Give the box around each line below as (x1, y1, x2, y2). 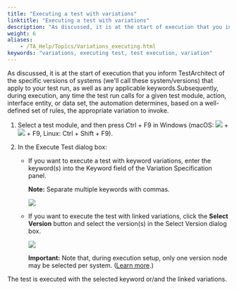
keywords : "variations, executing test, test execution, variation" (7, 50, 213, 57)
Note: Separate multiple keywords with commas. (28, 184, 170, 194)
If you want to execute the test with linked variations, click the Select (28, 212, 229, 220)
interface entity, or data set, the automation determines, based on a (7, 99, 203, 107)
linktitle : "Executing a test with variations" (7, 17, 150, 24)
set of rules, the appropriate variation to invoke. (31, 106, 169, 115)
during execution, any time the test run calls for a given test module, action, (7, 91, 227, 99)
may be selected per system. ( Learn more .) (28, 261, 154, 270)
